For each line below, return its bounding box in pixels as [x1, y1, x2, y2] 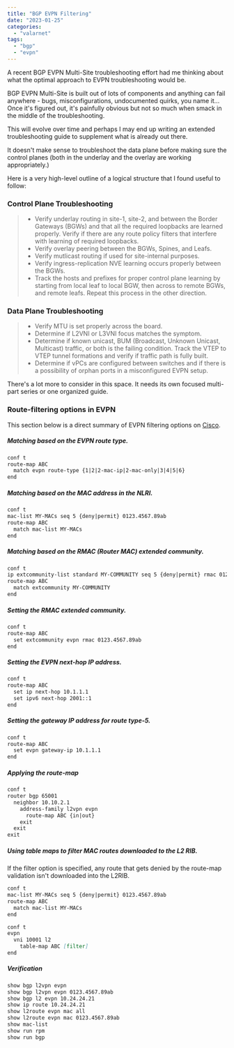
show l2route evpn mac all [7, 1008, 86, 1015]
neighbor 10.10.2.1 [13, 799, 70, 806]
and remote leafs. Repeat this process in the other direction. [34, 289, 208, 297]
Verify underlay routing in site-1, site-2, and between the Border [34, 215, 218, 223]
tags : [7, 36, 23, 43]
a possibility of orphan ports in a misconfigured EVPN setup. [34, 367, 209, 375]
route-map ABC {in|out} [25, 812, 95, 819]
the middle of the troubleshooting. [7, 111, 105, 119]
